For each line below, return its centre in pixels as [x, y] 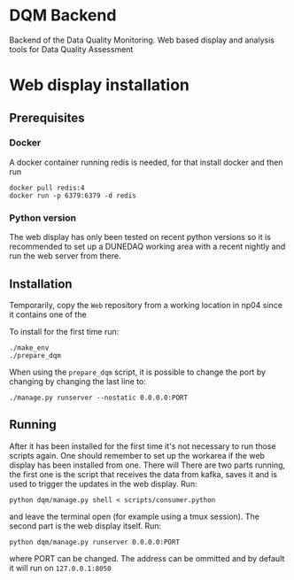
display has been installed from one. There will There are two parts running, [147, 465]
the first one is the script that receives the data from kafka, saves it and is [143, 474]
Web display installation [100, 85]
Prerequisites [47, 117]
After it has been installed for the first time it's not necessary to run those [143, 446]
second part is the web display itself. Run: [85, 526]
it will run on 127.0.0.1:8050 [61, 568]
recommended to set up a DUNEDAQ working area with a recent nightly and [147, 247]
